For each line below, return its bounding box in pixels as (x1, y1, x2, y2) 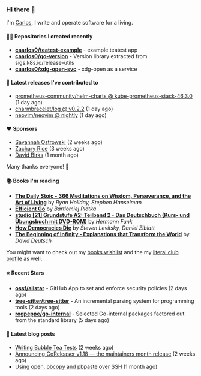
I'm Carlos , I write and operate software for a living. (6, 19, 133, 26)
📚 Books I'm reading (6, 177, 59, 184)
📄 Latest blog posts (6, 330, 55, 338)
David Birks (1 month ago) (14, 151, 79, 158)
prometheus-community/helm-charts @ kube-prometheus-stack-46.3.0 (14, 92, 193, 100)
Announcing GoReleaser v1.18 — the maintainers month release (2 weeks (14, 350, 196, 357)
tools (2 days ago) (14, 304, 60, 311)
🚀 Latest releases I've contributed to (6, 79, 98, 86)
